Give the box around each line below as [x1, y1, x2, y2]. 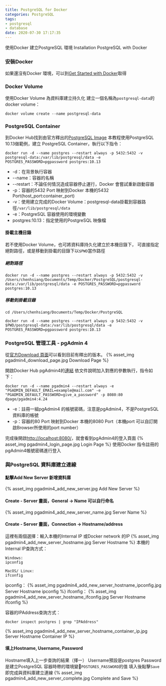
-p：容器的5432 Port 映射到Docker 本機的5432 [12, 187, 109, 193]
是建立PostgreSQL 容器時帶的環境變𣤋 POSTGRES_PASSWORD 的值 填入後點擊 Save [5, 664, 160, 670]
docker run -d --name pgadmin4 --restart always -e [5, 384, 114, 389]
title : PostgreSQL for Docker [5, 7, 68, 12]
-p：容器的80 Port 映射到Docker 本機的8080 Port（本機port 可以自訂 [12, 418, 154, 424]
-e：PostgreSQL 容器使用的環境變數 [12, 211, 86, 217]
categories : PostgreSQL [5, 12, 55, 17]
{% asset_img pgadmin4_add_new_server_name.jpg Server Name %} [5, 509, 147, 515]
